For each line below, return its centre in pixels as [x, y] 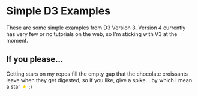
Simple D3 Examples [58, 11]
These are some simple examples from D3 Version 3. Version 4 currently [96, 28]
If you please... [35, 59]
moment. [17, 40]
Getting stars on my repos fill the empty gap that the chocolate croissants [97, 74]
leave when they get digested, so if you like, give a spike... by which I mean [99, 80]
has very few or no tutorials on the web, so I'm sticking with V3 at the [92, 34]
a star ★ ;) [19, 86]
